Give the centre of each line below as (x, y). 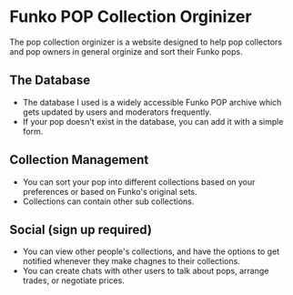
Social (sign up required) (81, 229)
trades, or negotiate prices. (73, 280)
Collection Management (79, 160)
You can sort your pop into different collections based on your (139, 182)
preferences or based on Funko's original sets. (110, 191)
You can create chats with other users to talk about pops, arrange (146, 271)
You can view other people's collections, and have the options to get (151, 251)
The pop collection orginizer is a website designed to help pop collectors (146, 42)
